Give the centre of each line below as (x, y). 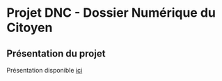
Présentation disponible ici (45, 70)
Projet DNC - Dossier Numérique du (111, 13)
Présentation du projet (56, 53)
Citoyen (30, 28)
